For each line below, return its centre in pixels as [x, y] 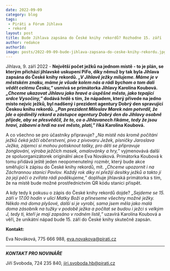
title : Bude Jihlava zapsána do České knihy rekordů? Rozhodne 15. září [84, 38]
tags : [11, 19]
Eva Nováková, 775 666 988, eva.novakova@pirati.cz [61, 239]
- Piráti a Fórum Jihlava [35, 24]
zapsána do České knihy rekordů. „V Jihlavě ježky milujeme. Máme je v [82, 77]
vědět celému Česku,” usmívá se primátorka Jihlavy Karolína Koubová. [82, 87]
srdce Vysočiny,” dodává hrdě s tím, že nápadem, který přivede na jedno [83, 98]
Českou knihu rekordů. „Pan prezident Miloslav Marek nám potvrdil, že [82, 109]
